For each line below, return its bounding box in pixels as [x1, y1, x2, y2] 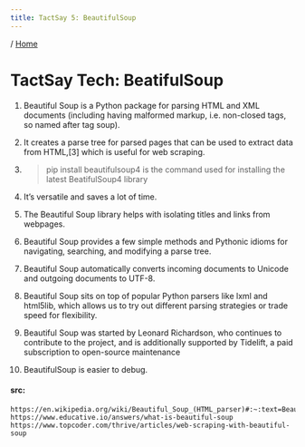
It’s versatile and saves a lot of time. [23, 191, 157, 202]
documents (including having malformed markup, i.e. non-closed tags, [23, 110, 287, 121]
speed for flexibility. [23, 309, 98, 320]
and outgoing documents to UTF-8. [23, 273, 156, 284]
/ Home [10, 38, 39, 49]
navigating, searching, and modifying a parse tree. [23, 246, 212, 257]
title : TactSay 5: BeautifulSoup [10, 13, 137, 23]
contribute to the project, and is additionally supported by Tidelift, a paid [23, 336, 293, 347]
